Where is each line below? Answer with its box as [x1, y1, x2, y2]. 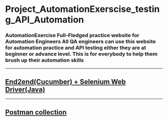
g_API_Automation [5, 14, 84, 25]
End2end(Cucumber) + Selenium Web [5, 77, 126, 86]
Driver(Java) [5, 85, 45, 94]
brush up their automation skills [5, 57, 84, 64]
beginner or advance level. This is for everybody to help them [5, 51, 158, 58]
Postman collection [5, 108, 66, 117]
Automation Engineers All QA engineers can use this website [5, 38, 156, 45]
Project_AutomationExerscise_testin [5, 3, 160, 15]
